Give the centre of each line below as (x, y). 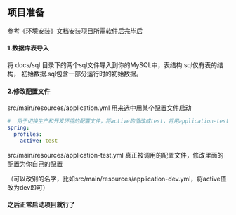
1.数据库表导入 (28, 48)
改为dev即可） (28, 187)
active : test (39, 141)
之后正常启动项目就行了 (41, 204)
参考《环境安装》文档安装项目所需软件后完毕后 (75, 31)
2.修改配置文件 (29, 91)
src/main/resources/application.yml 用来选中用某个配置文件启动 (99, 108)
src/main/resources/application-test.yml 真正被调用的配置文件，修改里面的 (116, 155)
